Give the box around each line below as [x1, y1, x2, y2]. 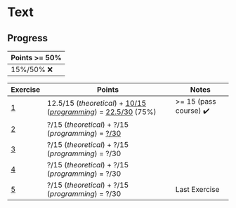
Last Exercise [175, 185, 220, 194]
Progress [7, 32, 48, 44]
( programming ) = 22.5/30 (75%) [46, 106, 157, 116]
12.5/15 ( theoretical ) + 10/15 [46, 98, 147, 108]
